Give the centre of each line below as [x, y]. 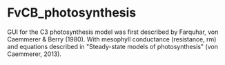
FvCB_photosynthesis [72, 13]
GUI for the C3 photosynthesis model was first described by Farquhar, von [113, 32]
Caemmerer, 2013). [35, 54]
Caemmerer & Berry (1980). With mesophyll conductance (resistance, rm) [112, 39]
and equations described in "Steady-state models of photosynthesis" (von [113, 46]
